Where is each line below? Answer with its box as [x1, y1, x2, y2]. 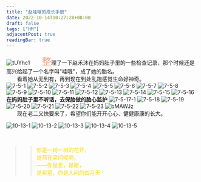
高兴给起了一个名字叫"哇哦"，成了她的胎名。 [6, 68, 118, 75]
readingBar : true [6, 37, 50, 43]
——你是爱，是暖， [36, 161, 85, 169]
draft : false [6, 20, 39, 26]
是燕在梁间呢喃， [36, 154, 80, 161]
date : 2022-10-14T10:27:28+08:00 [6, 15, 91, 21]
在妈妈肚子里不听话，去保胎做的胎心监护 [6, 96, 107, 103]
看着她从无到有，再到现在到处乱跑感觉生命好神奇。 [17, 75, 145, 83]
